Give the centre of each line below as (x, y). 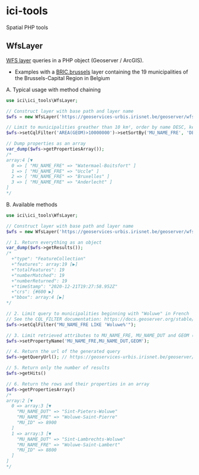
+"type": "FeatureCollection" (49, 259)
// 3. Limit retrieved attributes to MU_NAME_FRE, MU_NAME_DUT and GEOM (98, 335)
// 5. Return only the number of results (58, 368)
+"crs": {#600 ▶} (33, 292)
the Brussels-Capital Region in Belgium (62, 78)
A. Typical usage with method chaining (54, 90)
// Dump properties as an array (46, 144)
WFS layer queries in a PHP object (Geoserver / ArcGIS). (75, 60)
